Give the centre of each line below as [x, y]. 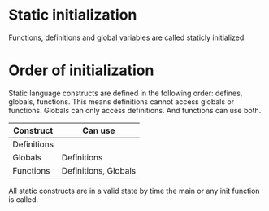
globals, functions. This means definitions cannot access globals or [121, 101]
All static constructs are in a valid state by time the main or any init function [134, 191]
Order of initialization [81, 70]
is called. [24, 199]
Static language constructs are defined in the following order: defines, [126, 93]
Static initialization [73, 15]
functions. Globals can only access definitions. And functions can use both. [135, 110]
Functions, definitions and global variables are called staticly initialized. [127, 37]
